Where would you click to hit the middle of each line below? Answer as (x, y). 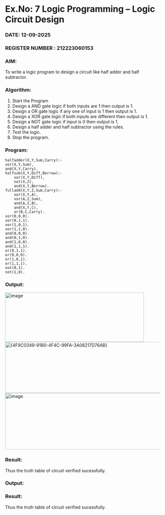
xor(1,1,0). (17, 229)
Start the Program (30, 101)
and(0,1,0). (17, 238)
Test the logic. (27, 132)
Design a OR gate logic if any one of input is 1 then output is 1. (75, 111)
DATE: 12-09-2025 (28, 35)
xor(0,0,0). (17, 216)
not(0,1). (15, 268)
